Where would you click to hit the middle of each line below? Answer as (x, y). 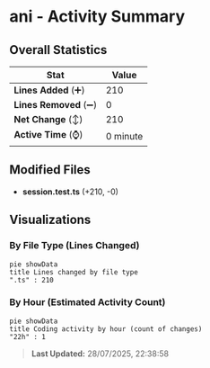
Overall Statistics (58, 50)
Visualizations (50, 220)
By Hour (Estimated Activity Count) (87, 302)
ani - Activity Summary (97, 17)
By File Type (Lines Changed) (74, 246)
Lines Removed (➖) (55, 105)
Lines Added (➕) (49, 90)
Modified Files (50, 170)
